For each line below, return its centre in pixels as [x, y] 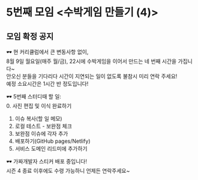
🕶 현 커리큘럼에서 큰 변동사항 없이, [47, 52]
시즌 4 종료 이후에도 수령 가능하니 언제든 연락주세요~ [68, 171]
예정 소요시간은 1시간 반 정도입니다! [47, 84]
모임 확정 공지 [30, 36]
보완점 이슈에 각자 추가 [41, 133]
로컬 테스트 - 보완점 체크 [43, 126]
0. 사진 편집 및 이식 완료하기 [39, 106]
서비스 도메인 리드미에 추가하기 [51, 148]
